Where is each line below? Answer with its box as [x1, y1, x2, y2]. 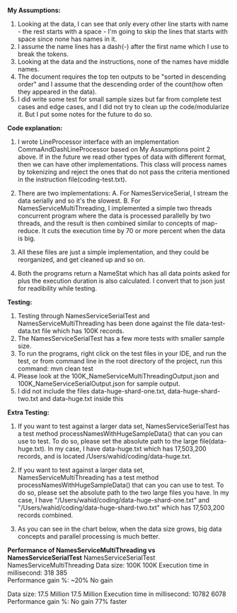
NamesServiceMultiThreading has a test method [17, 473, 159, 481]
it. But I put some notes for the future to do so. [17, 110, 153, 118]
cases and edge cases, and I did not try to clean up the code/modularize [17, 103, 230, 111]
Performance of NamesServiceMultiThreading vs [7, 546, 156, 554]
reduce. [17, 227, 41, 235]
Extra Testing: [7, 408, 50, 417]
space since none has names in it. [17, 35, 117, 43]
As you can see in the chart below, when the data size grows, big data [17, 524, 222, 533]
